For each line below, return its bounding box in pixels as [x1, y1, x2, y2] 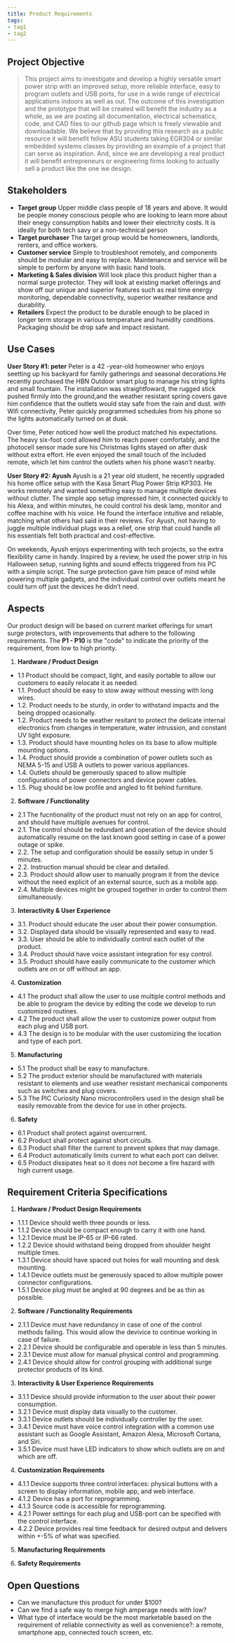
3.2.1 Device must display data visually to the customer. [17, 1407, 177, 1416]
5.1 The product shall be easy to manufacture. [17, 1063, 149, 1073]
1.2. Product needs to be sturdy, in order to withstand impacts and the [17, 701, 220, 709]
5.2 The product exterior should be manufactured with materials [17, 1071, 203, 1080]
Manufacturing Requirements [17, 1545, 106, 1554]
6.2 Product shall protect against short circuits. [17, 1136, 153, 1144]
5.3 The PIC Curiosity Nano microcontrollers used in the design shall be [17, 1094, 224, 1102]
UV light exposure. [17, 731, 72, 739]
